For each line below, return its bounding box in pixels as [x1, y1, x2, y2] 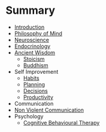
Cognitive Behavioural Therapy [23, 119, 100, 126]
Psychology [14, 112, 44, 120]
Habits [23, 74, 40, 82]
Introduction [14, 23, 45, 31]
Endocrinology [14, 43, 51, 50]
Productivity [23, 94, 53, 101]
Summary [5, 4, 55, 17]
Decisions [23, 87, 49, 94]
